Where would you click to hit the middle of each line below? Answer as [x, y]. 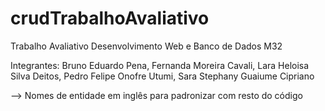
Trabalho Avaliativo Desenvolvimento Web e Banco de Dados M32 [146, 46]
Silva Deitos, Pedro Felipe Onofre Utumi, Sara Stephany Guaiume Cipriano [162, 76]
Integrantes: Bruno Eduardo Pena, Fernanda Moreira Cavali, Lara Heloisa [160, 65]
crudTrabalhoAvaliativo [110, 18]
